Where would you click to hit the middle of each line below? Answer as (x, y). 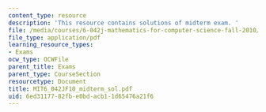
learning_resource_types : (51, 45)
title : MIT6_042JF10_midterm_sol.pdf (70, 89)
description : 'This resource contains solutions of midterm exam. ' (123, 23)
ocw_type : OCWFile (38, 60)
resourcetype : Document (47, 81)
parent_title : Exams (42, 67)
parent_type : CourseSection (55, 74)
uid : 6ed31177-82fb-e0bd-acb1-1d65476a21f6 (81, 96)
